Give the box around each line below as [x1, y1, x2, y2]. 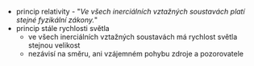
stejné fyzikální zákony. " [15, 15, 98, 25]
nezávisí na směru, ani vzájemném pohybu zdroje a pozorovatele [27, 49, 244, 58]
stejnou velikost [27, 41, 81, 50]
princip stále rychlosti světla [15, 24, 110, 33]
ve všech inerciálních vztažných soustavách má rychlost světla [27, 32, 238, 41]
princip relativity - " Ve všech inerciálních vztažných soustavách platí [15, 7, 245, 16]
